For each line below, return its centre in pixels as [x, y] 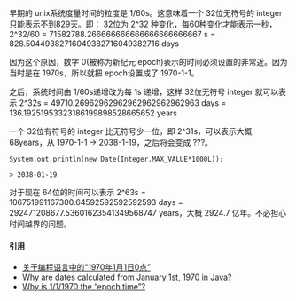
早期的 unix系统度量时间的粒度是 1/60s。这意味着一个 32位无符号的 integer [146, 13]
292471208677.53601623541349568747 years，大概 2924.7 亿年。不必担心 [148, 213]
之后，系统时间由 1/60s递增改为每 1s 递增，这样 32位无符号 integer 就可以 [144, 92]
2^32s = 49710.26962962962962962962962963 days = [123, 103]
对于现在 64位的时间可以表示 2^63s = [78, 192]
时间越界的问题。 [40, 224]
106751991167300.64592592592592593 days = [96, 202]
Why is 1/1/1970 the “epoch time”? [84, 287]
